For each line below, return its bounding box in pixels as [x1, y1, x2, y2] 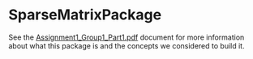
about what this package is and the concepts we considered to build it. [8, 40, 245, 50]
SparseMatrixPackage [8, 6, 162, 24]
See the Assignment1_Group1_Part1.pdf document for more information [8, 32, 245, 42]
